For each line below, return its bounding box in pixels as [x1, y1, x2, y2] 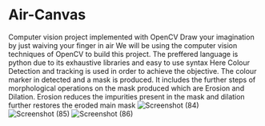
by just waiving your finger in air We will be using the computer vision [8, 40, 238, 50]
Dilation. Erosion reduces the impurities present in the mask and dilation [8, 91, 246, 101]
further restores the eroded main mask [8, 100, 136, 110]
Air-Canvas [8, 6, 86, 24]
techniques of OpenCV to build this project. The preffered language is [8, 49, 239, 59]
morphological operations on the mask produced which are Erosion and [8, 83, 245, 93]
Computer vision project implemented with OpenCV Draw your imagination [8, 32, 255, 42]
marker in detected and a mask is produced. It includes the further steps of [8, 75, 256, 84]
